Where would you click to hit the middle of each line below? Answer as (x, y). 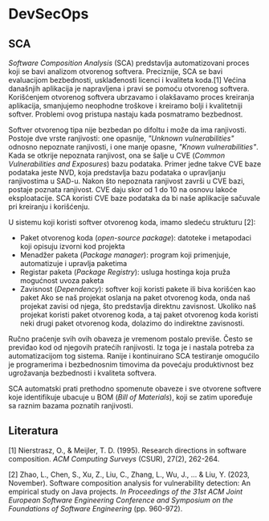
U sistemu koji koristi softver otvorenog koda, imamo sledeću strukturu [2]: (132, 222)
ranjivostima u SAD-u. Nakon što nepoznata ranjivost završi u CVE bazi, (126, 181)
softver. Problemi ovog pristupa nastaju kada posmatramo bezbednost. (126, 114)
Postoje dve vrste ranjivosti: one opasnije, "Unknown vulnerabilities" (121, 138)
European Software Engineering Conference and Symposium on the (121, 500)
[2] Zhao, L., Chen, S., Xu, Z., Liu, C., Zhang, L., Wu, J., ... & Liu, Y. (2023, (129, 474)
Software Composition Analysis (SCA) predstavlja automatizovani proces (129, 63)
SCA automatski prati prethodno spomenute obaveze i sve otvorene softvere (135, 388)
